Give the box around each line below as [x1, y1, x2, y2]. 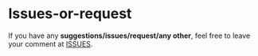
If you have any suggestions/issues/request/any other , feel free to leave [8, 31, 251, 40]
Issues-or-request [8, 5, 132, 23]
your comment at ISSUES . [8, 39, 93, 48]
